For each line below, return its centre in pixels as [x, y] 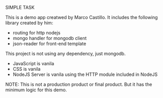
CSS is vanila [27, 69]
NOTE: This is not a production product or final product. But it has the [79, 84]
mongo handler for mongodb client [50, 38]
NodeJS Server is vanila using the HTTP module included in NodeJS [85, 74]
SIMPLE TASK [20, 7]
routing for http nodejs [37, 33]
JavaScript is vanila [33, 63]
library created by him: [29, 23]
